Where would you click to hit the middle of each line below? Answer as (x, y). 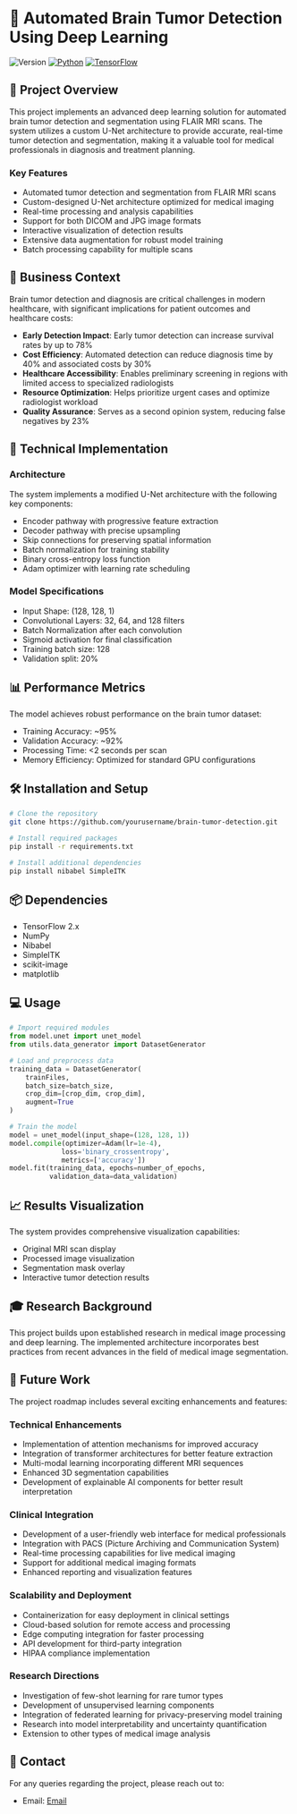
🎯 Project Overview (64, 90)
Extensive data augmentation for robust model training (123, 240)
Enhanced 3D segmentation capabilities (96, 1472)
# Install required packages (64, 839)
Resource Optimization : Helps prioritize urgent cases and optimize (146, 392)
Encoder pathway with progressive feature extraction (120, 521)
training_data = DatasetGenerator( (76, 1069)
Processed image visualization (78, 1259)
